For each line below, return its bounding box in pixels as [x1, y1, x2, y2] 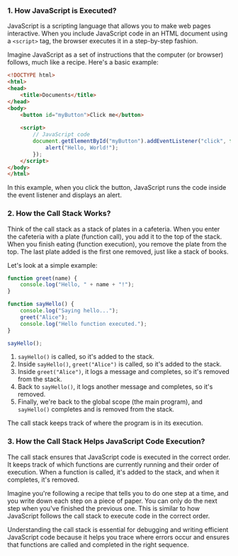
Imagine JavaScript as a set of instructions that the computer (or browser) [7, 50, 224, 59]
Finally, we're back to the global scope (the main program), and [17, 397, 203, 406]
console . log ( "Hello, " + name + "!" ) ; [20, 281, 135, 288]
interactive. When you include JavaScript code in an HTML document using [7, 29, 228, 38]
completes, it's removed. [7, 475, 80, 484]
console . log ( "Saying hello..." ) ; [20, 307, 119, 314]
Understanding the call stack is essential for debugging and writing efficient [7, 525, 229, 533]
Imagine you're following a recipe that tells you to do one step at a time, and [7, 489, 229, 497]
